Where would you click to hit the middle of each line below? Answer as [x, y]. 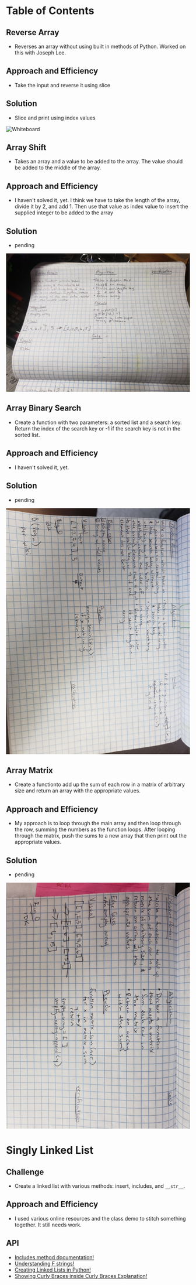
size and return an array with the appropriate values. [78, 791]
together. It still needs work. [48, 1225]
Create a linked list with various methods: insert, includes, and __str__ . [100, 1186]
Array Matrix [30, 770]
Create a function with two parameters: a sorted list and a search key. [98, 422]
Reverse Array [33, 33]
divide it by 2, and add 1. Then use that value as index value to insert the [101, 207]
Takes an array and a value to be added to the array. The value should [99, 162]
